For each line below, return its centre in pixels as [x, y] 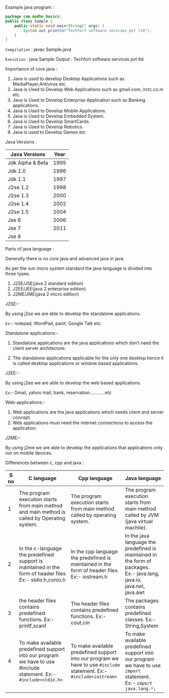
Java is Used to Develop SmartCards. [51, 122]
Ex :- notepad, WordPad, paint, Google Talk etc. [54, 324]
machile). [136, 528]
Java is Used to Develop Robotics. [48, 127]
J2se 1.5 [18, 212]
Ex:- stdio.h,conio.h [42, 580]
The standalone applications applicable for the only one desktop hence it [88, 358]
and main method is [42, 512]
